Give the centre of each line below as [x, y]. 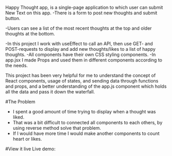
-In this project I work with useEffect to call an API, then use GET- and [79, 44]
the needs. [17, 65]
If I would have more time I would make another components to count [86, 133]
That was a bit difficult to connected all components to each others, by [88, 122]
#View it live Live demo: [31, 149]
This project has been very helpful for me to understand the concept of [81, 75]
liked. [18, 117]
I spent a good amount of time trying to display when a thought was [84, 112]
